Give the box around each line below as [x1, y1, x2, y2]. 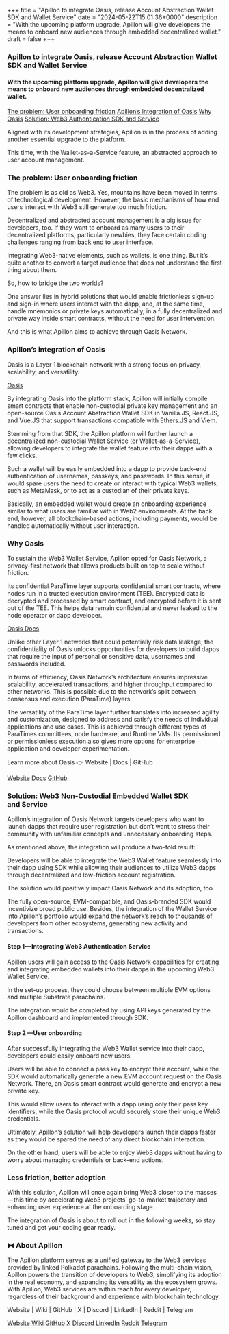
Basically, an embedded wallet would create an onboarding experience [7, 500, 207, 508]
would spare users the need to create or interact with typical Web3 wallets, [7, 479, 219, 487]
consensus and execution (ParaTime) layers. [7, 695, 132, 703]
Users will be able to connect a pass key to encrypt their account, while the [7, 1065, 219, 1073]
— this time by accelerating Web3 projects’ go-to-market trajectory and [7, 1196, 208, 1204]
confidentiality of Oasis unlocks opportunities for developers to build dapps [7, 645, 220, 653]
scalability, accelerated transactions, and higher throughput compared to [7, 680, 213, 688]
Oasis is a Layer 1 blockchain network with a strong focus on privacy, [7, 360, 202, 369]
